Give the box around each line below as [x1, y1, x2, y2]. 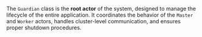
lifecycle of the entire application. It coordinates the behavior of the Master [6, 11, 193, 18]
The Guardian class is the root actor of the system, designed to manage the [6, 5, 197, 12]
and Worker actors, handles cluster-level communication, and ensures [6, 18, 181, 24]
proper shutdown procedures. [6, 24, 82, 31]
